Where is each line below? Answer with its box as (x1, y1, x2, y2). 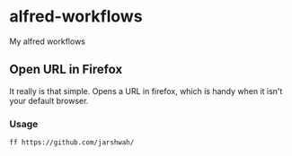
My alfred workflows (9, 36, 85, 47)
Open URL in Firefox (9, 62, 123, 77)
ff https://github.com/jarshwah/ (9, 138, 135, 147)
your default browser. (9, 95, 89, 106)
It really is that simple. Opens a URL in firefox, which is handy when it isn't (9, 85, 283, 96)
